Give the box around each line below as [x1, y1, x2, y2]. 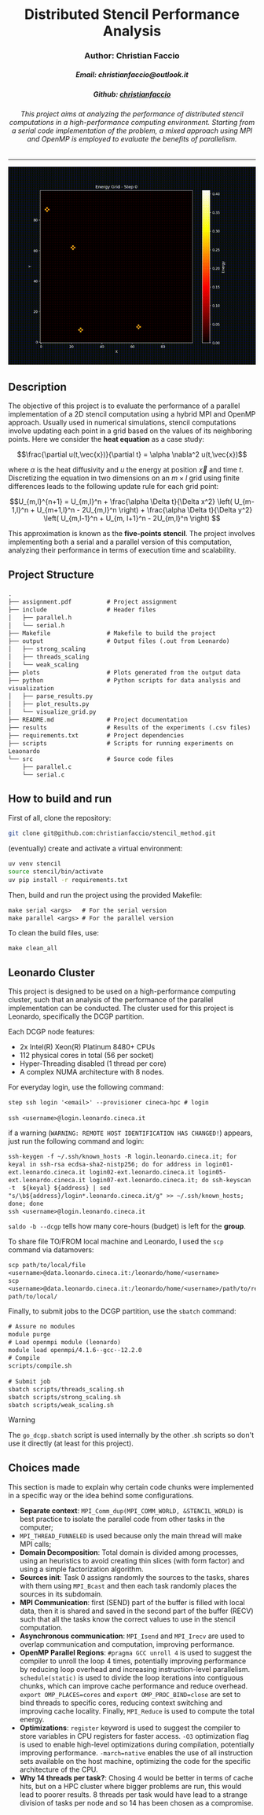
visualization [8, 684, 55, 693]
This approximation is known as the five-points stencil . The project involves [8, 529, 255, 538]
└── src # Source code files [8, 755, 174, 763]
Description [8, 380, 67, 394]
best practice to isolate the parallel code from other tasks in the [19, 1514, 225, 1523]
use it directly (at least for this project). [8, 1438, 134, 1448]
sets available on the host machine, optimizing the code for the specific [19, 1756, 251, 1765]
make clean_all [8, 945, 58, 953]
